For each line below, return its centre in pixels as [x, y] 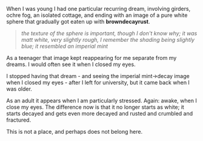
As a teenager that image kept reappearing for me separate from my [92, 58]
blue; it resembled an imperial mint [64, 46]
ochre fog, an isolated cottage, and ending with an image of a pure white [97, 15]
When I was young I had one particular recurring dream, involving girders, [98, 9]
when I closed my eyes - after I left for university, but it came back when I [98, 82]
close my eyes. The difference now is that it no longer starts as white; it [95, 107]
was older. [19, 89]
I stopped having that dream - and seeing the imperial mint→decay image [98, 76]
